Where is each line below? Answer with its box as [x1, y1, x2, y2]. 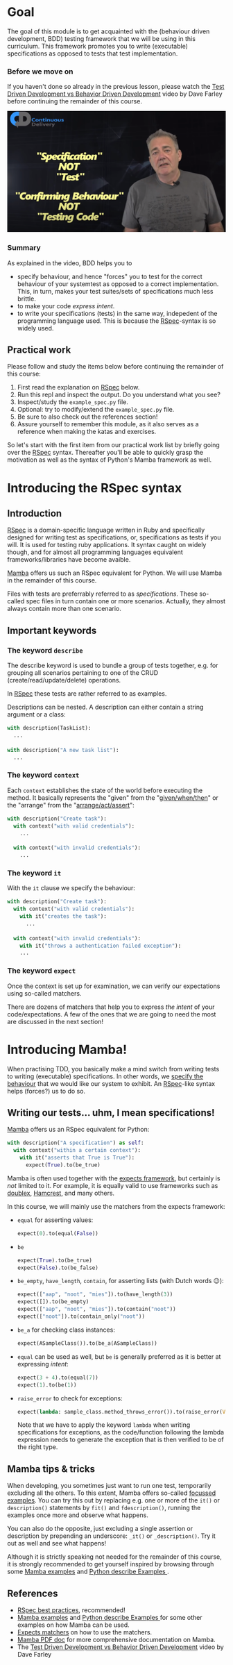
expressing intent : [17, 1359, 69, 1368]
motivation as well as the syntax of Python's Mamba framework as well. [7, 455, 212, 464]
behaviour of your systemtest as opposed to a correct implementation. [17, 279, 219, 288]
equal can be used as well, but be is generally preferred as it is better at [17, 1352, 221, 1361]
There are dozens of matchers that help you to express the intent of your [7, 1003, 215, 1011]
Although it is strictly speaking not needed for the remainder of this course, [7, 1553, 222, 1561]
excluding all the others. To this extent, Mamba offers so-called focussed [7, 1489, 216, 1497]
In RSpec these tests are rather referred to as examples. [7, 689, 167, 698]
